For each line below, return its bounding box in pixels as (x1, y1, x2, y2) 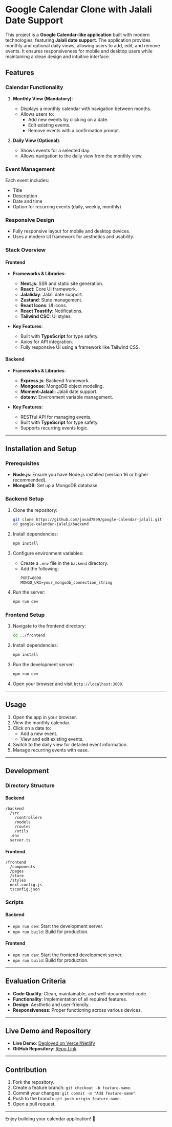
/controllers (14, 815, 42, 820)
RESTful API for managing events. (20, 414, 92, 420)
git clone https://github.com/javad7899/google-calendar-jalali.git (12, 517, 162, 522)
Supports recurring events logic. (20, 424, 89, 431)
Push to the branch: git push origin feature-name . (12, 1096, 121, 1102)
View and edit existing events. (20, 736, 84, 742)
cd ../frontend (12, 633, 46, 638)
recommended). (12, 477, 47, 483)
